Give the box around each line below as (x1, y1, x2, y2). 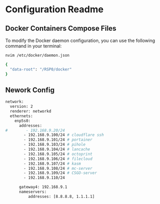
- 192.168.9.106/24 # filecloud (24, 156, 93, 162)
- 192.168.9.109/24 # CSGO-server (24, 170, 97, 176)
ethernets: (10, 114, 33, 119)
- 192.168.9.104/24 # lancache (24, 147, 90, 152)
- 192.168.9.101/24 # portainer (24, 137, 93, 143)
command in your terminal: (5, 43, 62, 49)
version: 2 (10, 104, 33, 109)
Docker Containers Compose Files (5, 24, 117, 33)
